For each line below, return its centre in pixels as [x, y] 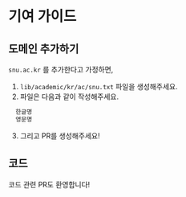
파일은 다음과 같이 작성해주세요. [69, 96]
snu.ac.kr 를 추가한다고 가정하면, [61, 70]
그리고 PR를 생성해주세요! [60, 135]
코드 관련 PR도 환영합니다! [49, 184]
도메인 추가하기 [44, 49]
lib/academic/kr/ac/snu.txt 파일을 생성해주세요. [99, 86]
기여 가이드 [42, 16]
